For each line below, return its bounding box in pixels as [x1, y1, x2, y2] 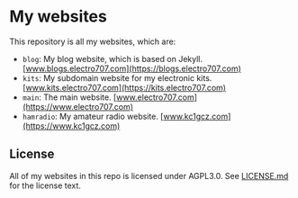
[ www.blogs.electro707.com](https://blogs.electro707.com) [22, 63, 241, 74]
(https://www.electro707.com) [22, 101, 133, 112]
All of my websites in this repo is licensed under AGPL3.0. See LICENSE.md [9, 170, 289, 181]
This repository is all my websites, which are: [9, 36, 176, 47]
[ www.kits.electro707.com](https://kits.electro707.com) [22, 82, 227, 93]
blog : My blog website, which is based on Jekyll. [22, 53, 203, 64]
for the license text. [9, 180, 81, 191]
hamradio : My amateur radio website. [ [22, 111, 164, 121]
